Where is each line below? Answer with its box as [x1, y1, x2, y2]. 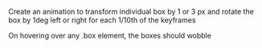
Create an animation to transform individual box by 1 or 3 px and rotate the [8, 7, 255, 16]
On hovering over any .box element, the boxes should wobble [8, 31, 211, 40]
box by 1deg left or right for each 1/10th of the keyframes [8, 15, 196, 25]
